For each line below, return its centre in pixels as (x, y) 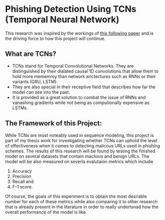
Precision (22, 176)
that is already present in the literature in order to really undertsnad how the (82, 207)
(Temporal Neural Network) (62, 19)
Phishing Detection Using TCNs (71, 9)
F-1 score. (22, 186)
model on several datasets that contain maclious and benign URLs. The (77, 156)
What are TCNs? (31, 54)
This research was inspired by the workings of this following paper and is (79, 33)
